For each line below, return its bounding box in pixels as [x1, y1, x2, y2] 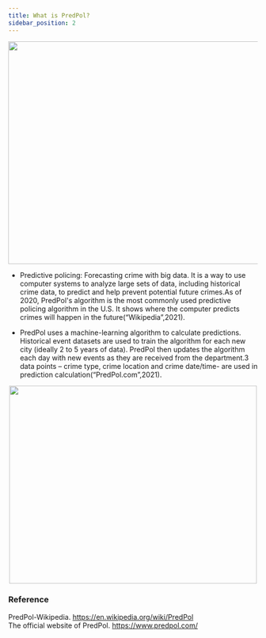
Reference [8, 594, 49, 606]
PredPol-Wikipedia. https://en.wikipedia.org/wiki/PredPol [8, 612, 194, 621]
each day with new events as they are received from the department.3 [19, 353, 249, 363]
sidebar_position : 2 [8, 19, 77, 27]
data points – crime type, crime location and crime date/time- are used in [19, 361, 258, 370]
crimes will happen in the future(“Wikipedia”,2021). [19, 312, 186, 321]
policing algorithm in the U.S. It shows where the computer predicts [19, 304, 240, 313]
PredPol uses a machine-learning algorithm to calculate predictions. [19, 328, 241, 337]
